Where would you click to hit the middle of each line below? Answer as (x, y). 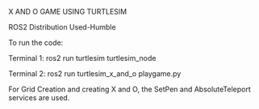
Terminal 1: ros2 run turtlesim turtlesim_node (82, 58)
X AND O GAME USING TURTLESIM (68, 12)
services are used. (39, 98)
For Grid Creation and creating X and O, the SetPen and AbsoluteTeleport (130, 89)
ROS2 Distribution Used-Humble (62, 27)
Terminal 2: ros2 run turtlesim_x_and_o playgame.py (95, 74)
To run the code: (36, 42)
